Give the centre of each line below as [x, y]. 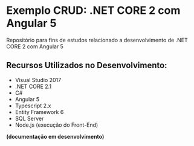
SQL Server [29, 118]
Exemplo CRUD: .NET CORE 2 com [93, 11]
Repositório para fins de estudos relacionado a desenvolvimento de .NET [97, 40]
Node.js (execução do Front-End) [57, 125]
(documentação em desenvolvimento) [55, 136]
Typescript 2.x [33, 106]
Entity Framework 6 [39, 112]
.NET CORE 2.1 [33, 86]
